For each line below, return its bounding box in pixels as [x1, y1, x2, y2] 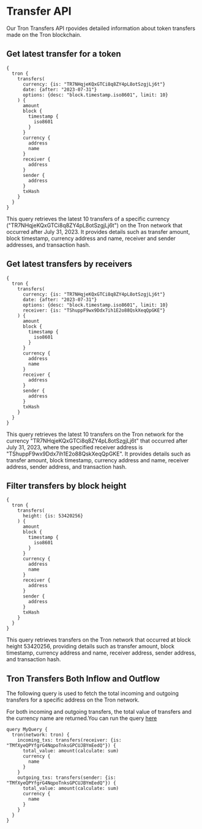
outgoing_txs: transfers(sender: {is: [17, 775, 116, 781]
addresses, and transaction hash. [6, 241, 91, 249]
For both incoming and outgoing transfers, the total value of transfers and [6, 708, 192, 716]
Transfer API [6, 4, 72, 18]
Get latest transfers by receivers [6, 259, 133, 269]
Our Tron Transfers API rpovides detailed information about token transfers [6, 24, 196, 32]
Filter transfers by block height [6, 481, 127, 491]
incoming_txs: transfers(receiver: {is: [17, 737, 122, 743]
